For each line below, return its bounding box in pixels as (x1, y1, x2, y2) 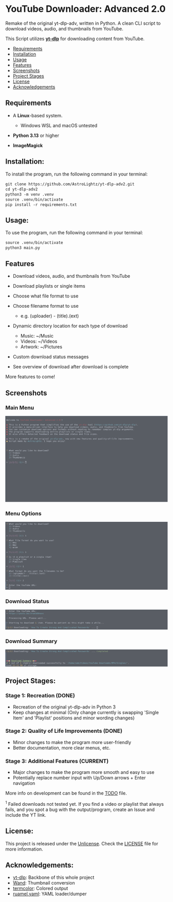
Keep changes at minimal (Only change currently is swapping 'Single (12, 709, 159, 715)
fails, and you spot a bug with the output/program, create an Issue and (5, 806, 155, 812)
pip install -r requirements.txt (5, 202, 77, 207)
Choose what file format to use (12, 293, 79, 299)
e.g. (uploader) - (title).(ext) (20, 313, 79, 319)
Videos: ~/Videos (20, 338, 58, 345)
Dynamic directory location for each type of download (12, 323, 128, 329)
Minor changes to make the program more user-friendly (12, 739, 131, 745)
